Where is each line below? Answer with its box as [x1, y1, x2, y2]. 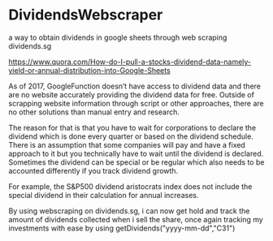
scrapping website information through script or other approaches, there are [8, 98, 264, 108]
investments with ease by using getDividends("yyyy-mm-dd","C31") [8, 223, 236, 233]
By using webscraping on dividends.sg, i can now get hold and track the [8, 205, 250, 216]
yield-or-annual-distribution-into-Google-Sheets [8, 65, 171, 75]
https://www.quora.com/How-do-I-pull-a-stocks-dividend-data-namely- [8, 57, 252, 67]
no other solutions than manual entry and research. [8, 107, 180, 117]
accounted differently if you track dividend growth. [8, 166, 179, 175]
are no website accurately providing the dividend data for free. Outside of [8, 89, 254, 99]
